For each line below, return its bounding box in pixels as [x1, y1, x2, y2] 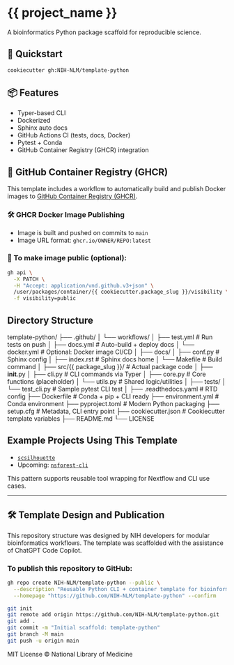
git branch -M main [7, 631, 64, 638]
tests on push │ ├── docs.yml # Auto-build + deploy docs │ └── [7, 341, 195, 349]
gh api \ [7, 269, 33, 276]
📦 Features [7, 87, 59, 99]
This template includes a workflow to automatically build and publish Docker [7, 185, 226, 193]
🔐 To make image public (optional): [7, 253, 127, 263]
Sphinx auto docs [17, 124, 68, 132]
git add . [7, 618, 36, 625]
